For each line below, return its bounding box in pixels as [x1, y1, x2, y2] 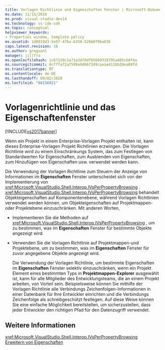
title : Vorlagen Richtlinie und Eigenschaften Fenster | [5, 7, 124, 12]
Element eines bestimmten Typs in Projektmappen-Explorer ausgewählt [12, 270, 159, 276]
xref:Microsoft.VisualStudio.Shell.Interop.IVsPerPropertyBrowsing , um [12, 220, 155, 225]
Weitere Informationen [5, 321, 76, 329]
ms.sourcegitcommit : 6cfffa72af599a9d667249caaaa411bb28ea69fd [5, 62, 137, 67]
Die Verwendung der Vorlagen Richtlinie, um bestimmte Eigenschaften [12, 259, 155, 266]
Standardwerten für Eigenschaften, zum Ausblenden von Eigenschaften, [5, 154, 151, 159]
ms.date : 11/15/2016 [5, 12, 48, 17]
